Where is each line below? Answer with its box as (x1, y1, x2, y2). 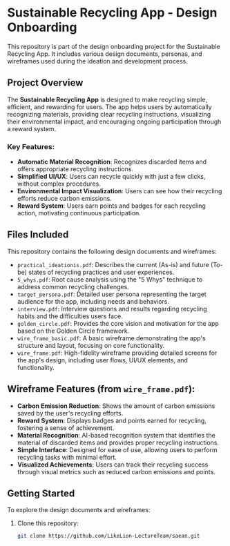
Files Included (7, 229, 69, 241)
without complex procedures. (17, 179, 102, 188)
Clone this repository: (17, 519, 79, 527)
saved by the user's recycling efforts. (17, 409, 124, 417)
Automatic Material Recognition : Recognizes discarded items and (17, 157, 207, 166)
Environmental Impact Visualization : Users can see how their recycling (17, 187, 222, 195)
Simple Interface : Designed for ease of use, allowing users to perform (17, 445, 218, 454)
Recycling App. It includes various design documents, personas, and (7, 50, 202, 58)
